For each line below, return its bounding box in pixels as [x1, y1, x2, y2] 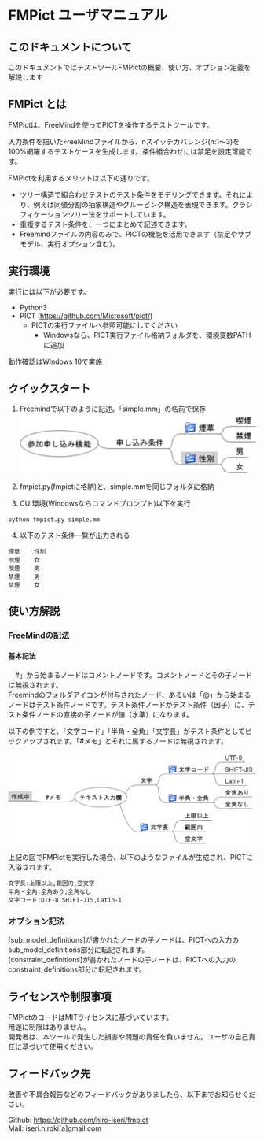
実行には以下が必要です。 [8, 287, 90, 296]
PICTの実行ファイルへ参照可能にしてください [31, 320, 178, 330]
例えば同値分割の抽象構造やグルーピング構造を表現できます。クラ [33, 199, 246, 209]
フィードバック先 [8, 1067, 91, 1080]
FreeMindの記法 [8, 630, 70, 641]
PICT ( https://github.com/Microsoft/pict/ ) [19, 311, 153, 320]
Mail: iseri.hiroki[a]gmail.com [8, 1123, 102, 1133]
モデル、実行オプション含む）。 [19, 239, 120, 248]
